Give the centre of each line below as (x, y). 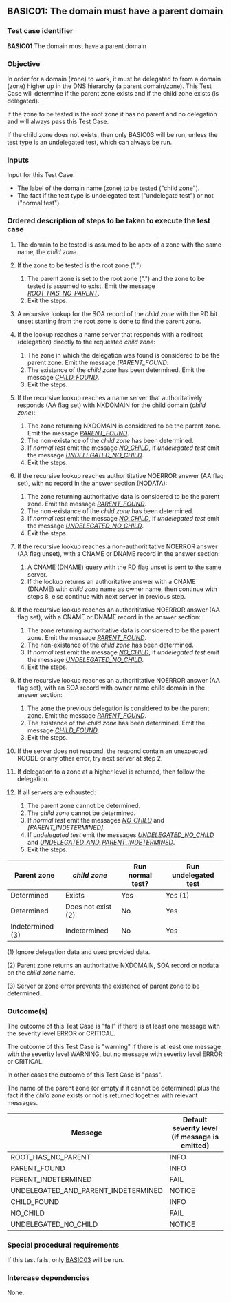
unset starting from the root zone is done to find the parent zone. (109, 321)
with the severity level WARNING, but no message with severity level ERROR (115, 1054)
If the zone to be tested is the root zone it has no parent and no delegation (112, 114)
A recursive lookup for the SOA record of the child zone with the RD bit (117, 313)
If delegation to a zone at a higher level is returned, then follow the (111, 772)
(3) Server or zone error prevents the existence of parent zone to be (103, 986)
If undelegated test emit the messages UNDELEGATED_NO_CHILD (121, 835)
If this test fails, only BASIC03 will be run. (66, 1260)
